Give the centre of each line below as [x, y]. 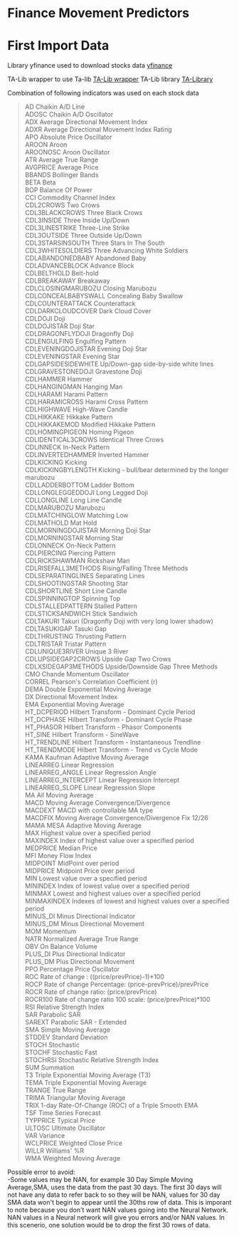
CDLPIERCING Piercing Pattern [70, 553]
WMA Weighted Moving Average [73, 1158]
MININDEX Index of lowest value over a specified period [107, 886]
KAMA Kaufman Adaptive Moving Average [87, 758]
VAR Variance [45, 1136]
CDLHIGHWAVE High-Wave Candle [76, 409]
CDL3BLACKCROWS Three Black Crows [84, 213]
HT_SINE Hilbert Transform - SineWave [82, 735]
